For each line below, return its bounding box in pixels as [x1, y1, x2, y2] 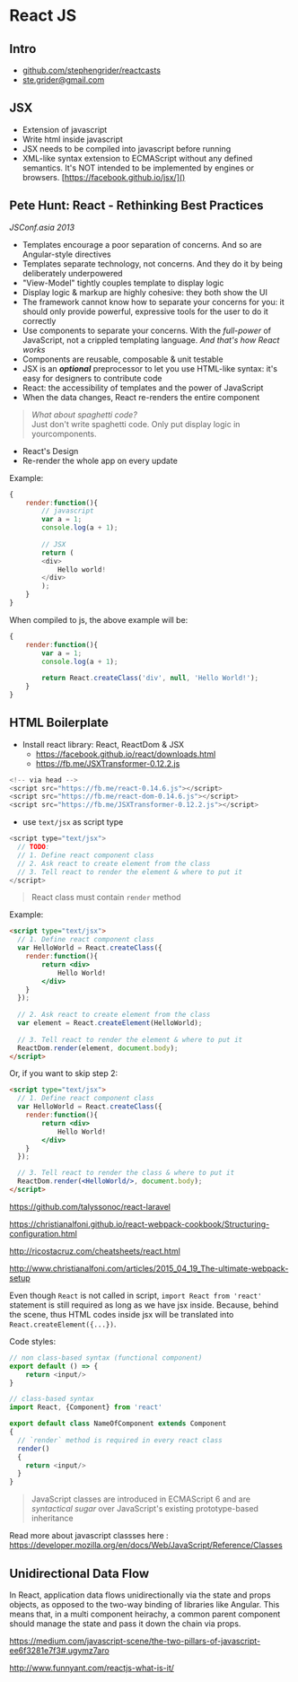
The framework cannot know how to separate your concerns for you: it [22, 296, 285, 307]
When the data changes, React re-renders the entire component [22, 391, 260, 402]
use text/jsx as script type [22, 817, 124, 828]
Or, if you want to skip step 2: [9, 1068, 118, 1079]
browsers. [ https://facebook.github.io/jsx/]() [22, 171, 186, 182]
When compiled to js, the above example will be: [9, 614, 188, 625]
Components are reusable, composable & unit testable [22, 354, 223, 364]
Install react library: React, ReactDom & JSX [22, 739, 185, 749]
